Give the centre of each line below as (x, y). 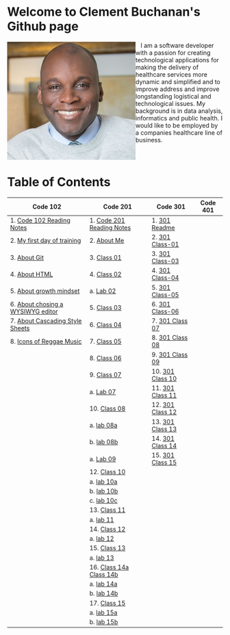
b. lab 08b (104, 442)
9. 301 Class (170, 354)
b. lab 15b (104, 622)
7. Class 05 (105, 341)
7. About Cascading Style (46, 321)
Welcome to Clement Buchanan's (104, 12)
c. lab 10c (103, 501)
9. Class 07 (105, 375)
